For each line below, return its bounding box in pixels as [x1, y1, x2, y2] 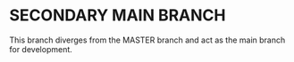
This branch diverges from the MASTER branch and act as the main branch [9, 35, 286, 45]
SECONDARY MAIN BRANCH [9, 5, 226, 26]
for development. [9, 43, 73, 54]
